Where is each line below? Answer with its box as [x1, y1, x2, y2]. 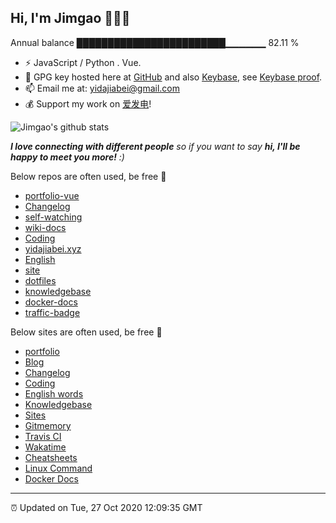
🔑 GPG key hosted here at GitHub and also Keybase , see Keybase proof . [24, 71, 323, 83]
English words [24, 387, 84, 400]
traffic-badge [24, 306, 81, 318]
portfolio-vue [24, 189, 80, 201]
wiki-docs [24, 221, 67, 233]
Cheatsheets [24, 451, 78, 463]
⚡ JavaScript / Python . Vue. [24, 56, 142, 68]
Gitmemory [24, 419, 72, 431]
